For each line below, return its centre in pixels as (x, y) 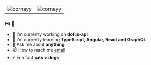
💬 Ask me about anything (38, 45)
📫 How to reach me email (39, 50)
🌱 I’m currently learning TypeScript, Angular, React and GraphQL (79, 40)
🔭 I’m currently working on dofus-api (50, 34)
